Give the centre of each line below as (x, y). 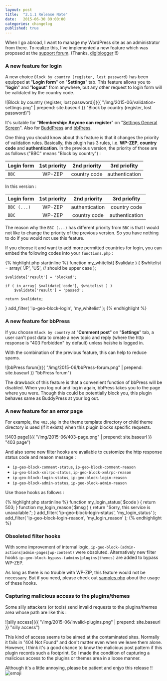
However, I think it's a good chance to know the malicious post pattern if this (84, 647)
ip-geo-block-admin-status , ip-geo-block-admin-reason (70, 483)
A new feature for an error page (44, 411)
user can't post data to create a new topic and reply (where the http (75, 338)
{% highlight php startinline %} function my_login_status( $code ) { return (81, 502)
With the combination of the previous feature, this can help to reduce (76, 352)
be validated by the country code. (40, 93)
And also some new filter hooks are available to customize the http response (84, 452)
